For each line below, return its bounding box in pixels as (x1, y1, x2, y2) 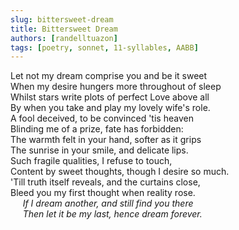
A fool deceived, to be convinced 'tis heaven (10, 112, 194, 125)
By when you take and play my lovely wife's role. (10, 102, 211, 114)
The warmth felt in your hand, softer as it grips (10, 134, 202, 146)
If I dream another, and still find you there (22, 197, 194, 210)
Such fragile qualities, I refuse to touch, (10, 155, 173, 167)
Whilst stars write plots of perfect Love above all (10, 91, 210, 103)
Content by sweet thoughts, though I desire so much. (10, 166, 230, 178)
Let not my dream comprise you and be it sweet (10, 70, 208, 82)
